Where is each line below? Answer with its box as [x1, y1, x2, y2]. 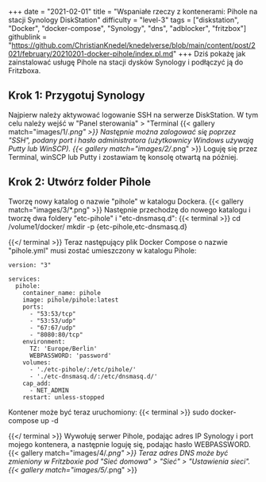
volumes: [22, 358, 52, 367]
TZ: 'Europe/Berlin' [29, 344, 98, 352]
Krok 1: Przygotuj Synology [8, 89, 145, 103]
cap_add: [22, 379, 52, 387]
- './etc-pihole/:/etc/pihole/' [29, 365, 137, 373]
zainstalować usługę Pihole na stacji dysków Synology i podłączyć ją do [8, 57, 244, 67]
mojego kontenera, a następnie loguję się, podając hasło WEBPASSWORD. [8, 439, 252, 449]
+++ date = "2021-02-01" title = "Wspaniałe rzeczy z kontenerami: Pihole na [8, 7, 258, 16]
